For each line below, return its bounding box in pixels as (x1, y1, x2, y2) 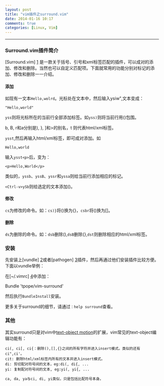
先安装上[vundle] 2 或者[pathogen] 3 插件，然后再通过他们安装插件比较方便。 (5, 257, 159, 263)
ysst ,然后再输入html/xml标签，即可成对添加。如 (5, 135, 101, 141)
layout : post (5, 7, 32, 12)
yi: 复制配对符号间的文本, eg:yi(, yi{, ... (5, 367, 90, 372)
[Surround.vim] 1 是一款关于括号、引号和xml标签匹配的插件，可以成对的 (5, 59, 149, 65)
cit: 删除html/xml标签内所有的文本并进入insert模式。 (5, 356, 105, 362)
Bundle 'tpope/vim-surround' (5, 283, 64, 289)
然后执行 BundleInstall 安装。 (5, 293, 64, 299)
